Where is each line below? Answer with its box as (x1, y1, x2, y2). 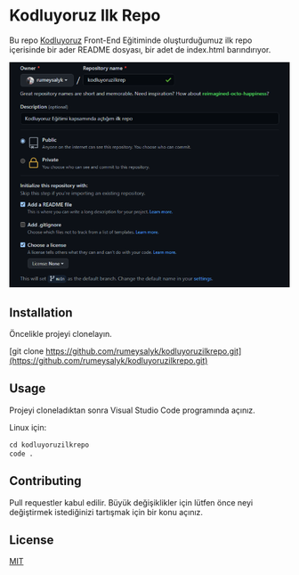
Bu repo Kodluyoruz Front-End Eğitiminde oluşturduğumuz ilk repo (9, 35, 253, 45)
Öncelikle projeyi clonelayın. (9, 329, 113, 339)
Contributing (9, 473, 82, 489)
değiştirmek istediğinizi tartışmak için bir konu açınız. (9, 506, 203, 517)
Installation (9, 305, 73, 320)
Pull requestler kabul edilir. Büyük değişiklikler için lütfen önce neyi (9, 497, 254, 508)
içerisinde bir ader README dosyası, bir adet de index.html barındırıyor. (9, 44, 271, 54)
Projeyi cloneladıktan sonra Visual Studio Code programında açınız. (9, 405, 255, 415)
